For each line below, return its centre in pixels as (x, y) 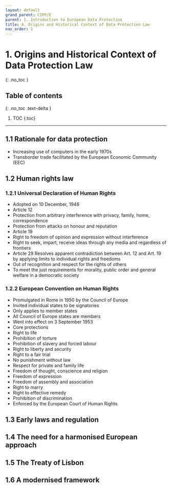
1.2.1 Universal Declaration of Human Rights (61, 193)
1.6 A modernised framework (52, 480)
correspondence (30, 221)
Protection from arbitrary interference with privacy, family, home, (81, 215)
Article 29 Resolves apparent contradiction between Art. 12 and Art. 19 (87, 254)
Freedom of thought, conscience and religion (60, 371)
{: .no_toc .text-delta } (28, 108)
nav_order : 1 (19, 29)
